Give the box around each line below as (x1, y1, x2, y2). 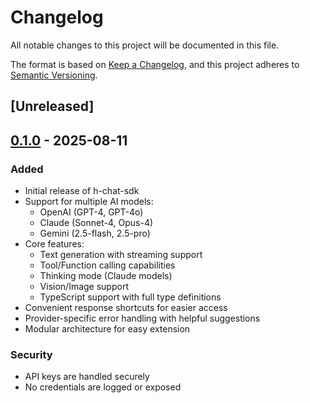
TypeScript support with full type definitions (39, 291, 222, 303)
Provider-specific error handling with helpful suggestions (24, 312, 261, 325)
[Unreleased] (10, 98, 95, 115)
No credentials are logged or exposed (24, 381, 182, 393)
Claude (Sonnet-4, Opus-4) (39, 217, 154, 229)
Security (10, 347, 53, 361)
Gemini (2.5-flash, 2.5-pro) (39, 227, 151, 240)
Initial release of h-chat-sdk (24, 185, 140, 197)
